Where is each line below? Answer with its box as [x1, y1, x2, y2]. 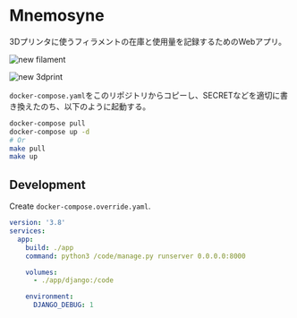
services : [9, 227, 47, 236]
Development [9, 176, 87, 193]
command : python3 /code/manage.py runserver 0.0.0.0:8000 [25, 252, 246, 261]
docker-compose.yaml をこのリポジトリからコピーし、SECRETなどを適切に [9, 90, 281, 100]
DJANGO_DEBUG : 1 [32, 301, 94, 310]
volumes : [25, 268, 58, 277]
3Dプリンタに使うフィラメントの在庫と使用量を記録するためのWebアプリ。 [9, 36, 287, 47]
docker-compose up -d [9, 127, 90, 136]
